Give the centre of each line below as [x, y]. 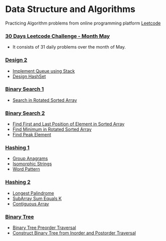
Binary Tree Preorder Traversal [44, 228]
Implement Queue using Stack [44, 71]
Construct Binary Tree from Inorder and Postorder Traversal [74, 233]
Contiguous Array [31, 203]
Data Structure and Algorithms [70, 9]
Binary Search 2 [25, 113]
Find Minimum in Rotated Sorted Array [52, 129]
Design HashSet [29, 76]
